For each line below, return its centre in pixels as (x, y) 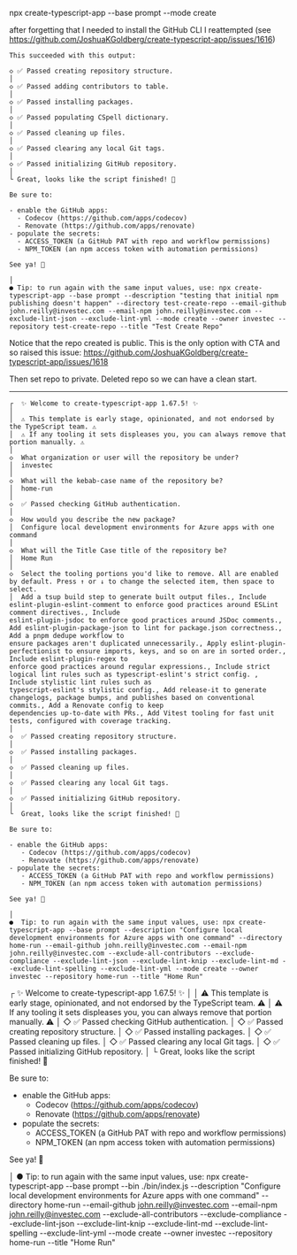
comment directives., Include (65, 612)
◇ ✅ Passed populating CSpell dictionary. (89, 118)
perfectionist (35, 651)
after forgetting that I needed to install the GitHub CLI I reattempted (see (140, 30)
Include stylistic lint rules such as (80, 682)
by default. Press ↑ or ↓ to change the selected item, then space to (142, 581)
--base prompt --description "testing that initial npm (173, 296)
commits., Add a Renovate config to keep (87, 705)
